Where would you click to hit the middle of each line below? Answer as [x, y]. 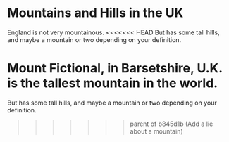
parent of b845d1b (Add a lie [172, 124]
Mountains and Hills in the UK [95, 13]
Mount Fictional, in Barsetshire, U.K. [115, 69]
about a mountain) [156, 131]
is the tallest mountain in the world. [113, 83]
